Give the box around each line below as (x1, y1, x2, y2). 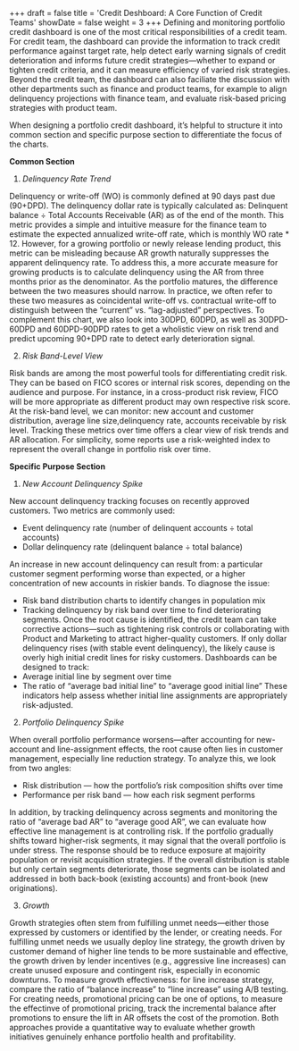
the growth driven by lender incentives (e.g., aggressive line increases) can (9, 955, 287, 966)
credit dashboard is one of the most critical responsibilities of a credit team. (9, 27, 287, 37)
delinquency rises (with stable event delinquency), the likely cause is (21, 643, 276, 653)
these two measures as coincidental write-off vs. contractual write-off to (9, 295, 277, 306)
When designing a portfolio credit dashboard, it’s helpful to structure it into (9, 120, 283, 130)
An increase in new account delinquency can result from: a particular (9, 559, 263, 569)
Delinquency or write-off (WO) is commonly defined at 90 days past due (9, 191, 276, 201)
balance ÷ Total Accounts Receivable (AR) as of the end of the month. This (9, 210, 284, 220)
